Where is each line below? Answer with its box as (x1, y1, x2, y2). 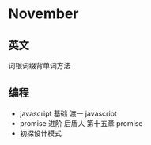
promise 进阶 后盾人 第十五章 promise (19, 118, 143, 128)
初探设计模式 (19, 128, 62, 138)
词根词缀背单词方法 (8, 61, 71, 70)
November (8, 5, 79, 23)
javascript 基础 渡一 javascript (19, 109, 117, 118)
